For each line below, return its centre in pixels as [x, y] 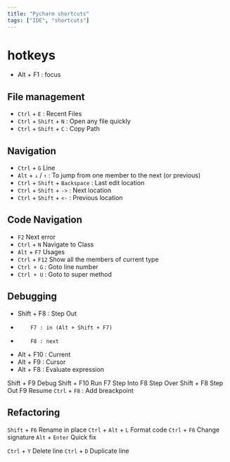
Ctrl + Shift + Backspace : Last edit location [81, 183]
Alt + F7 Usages [41, 251]
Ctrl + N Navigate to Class [56, 244]
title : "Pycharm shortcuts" [49, 14]
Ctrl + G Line [36, 168]
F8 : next [45, 341]
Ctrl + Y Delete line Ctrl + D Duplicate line [68, 451]
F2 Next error [37, 237]
